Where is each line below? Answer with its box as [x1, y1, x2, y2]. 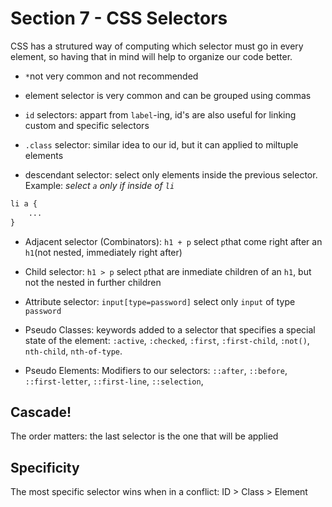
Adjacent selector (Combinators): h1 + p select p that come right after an [24, 235, 323, 247]
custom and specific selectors [24, 119, 150, 131]
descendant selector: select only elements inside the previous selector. [24, 168, 318, 181]
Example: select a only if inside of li [24, 179, 175, 191]
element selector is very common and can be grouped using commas [24, 89, 312, 101]
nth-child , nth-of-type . [24, 345, 123, 357]
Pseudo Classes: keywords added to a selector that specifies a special [24, 323, 316, 336]
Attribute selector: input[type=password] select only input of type [24, 295, 296, 307]
